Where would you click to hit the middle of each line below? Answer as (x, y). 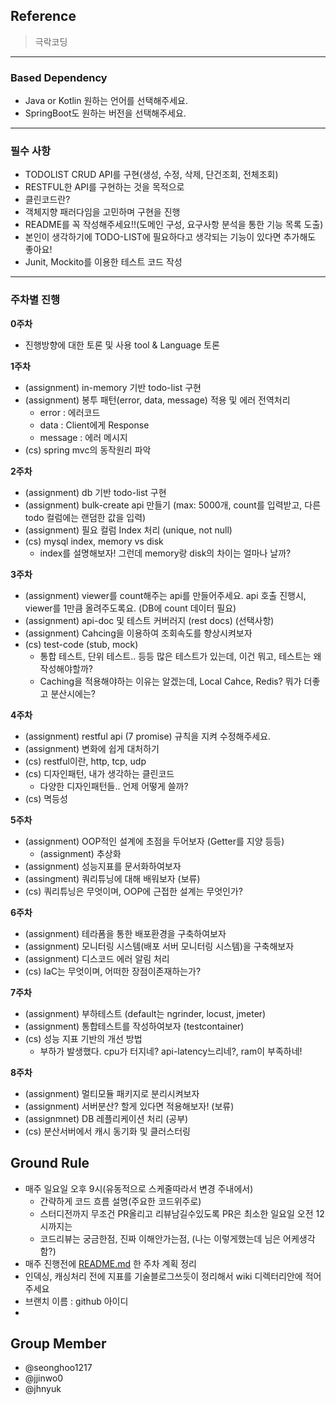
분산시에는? (73, 693)
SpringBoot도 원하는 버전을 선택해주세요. (105, 113)
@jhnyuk (43, 1389)
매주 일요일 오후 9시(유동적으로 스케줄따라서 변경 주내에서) (139, 1188)
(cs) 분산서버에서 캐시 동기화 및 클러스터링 (107, 1131)
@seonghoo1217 (58, 1368)
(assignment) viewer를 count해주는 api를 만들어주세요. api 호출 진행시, (165, 595)
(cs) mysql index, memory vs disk (94, 541)
